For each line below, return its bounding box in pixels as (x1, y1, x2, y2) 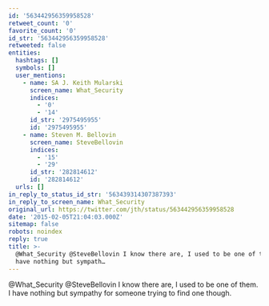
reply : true (8, 236, 48, 244)
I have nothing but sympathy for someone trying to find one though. (8, 288, 232, 297)
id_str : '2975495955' (29, 116, 102, 124)
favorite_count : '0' (8, 26, 78, 34)
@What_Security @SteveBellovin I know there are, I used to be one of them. (8, 280, 259, 289)
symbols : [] (15, 64, 56, 72)
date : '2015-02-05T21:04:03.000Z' (8, 213, 124, 221)
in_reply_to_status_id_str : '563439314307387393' (8, 190, 178, 199)
